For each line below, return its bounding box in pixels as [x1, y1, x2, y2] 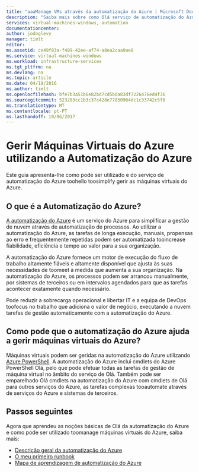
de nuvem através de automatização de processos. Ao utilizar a [6, 223, 162, 230]
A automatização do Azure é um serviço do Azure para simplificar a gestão [6, 217, 190, 224]
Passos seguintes [6, 407, 73, 417]
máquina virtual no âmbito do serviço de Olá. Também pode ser [6, 370, 162, 378]
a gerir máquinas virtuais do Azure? [6, 336, 141, 346]
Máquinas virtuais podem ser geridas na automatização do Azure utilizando [6, 351, 191, 359]
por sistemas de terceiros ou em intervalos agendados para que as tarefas [6, 279, 188, 286]
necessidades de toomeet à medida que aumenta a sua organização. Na [6, 267, 183, 273]
